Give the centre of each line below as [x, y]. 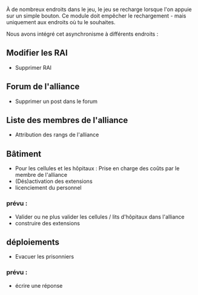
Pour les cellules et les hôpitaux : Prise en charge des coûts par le [97, 168]
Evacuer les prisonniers [45, 257]
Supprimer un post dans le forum [56, 101]
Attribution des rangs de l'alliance [57, 135]
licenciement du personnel [48, 188]
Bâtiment [24, 154]
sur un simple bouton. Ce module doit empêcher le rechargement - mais [96, 16]
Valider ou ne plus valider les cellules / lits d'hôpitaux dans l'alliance [100, 217]
